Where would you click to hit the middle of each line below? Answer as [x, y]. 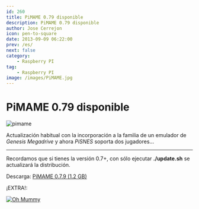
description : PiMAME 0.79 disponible [53, 23]
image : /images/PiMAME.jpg [39, 78]
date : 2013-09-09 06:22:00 [39, 39]
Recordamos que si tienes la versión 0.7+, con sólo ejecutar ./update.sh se [98, 159]
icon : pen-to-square [32, 34]
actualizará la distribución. [38, 165]
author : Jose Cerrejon [34, 28]
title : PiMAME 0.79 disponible [45, 17]
